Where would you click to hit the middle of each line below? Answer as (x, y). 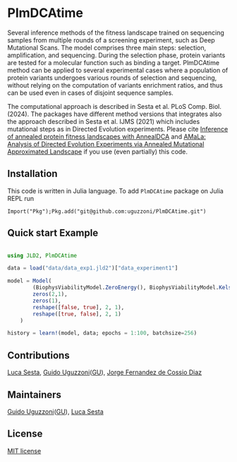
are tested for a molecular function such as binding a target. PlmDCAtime (114, 62)
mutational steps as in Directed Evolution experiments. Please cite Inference (118, 129)
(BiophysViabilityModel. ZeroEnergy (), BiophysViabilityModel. (126, 288)
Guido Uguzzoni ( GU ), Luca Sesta (55, 411)
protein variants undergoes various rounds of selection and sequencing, (112, 77)
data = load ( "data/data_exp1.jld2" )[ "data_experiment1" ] (93, 268)
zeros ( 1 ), (47, 301)
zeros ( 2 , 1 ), (50, 294)
